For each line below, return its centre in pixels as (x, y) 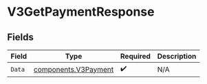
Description (177, 56)
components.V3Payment (74, 69)
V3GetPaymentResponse (81, 12)
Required (135, 56)
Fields (21, 37)
